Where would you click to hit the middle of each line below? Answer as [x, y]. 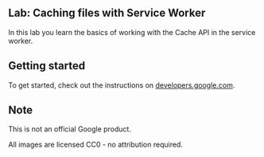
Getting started [47, 66]
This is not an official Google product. [70, 129]
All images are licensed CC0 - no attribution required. [95, 145]
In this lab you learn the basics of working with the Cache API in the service [132, 32]
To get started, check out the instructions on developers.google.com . [122, 85]
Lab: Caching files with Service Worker [107, 13]
